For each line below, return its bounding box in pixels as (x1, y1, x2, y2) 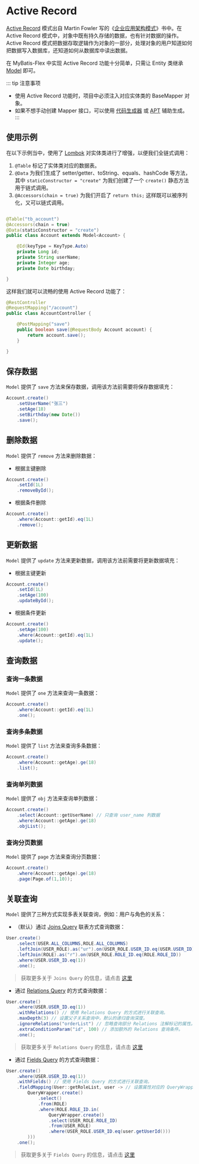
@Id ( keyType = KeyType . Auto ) (17, 243, 89, 249)
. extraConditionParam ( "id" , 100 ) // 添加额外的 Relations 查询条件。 (17, 1026, 183, 1032)
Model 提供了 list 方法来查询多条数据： (6, 742, 102, 749)
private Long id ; (17, 249, 60, 255)
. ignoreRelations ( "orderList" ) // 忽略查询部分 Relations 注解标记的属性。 (17, 1021, 195, 1027)
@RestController (6, 299, 46, 305)
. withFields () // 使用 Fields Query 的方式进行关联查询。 (17, 1079, 152, 1085)
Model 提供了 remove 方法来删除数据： (6, 452, 97, 459)
